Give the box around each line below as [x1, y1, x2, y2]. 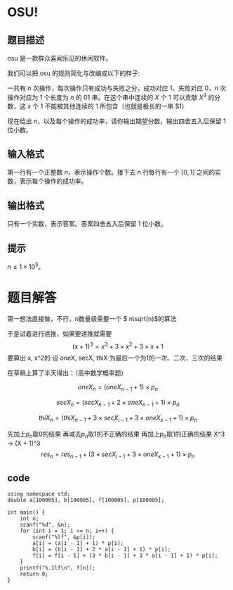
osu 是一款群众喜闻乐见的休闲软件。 [7, 54, 112, 62]
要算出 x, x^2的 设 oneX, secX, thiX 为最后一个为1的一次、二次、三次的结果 [7, 353, 223, 363]
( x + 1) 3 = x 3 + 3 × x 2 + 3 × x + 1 [72, 341, 164, 351]
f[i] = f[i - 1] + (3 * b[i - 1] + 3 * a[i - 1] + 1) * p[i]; [32, 552, 218, 560]
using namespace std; [7, 491, 71, 498]
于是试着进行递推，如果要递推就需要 [7, 329, 112, 338]
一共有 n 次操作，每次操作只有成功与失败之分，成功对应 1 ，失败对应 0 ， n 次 [7, 84, 227, 92]
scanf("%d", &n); [20, 522, 71, 529]
